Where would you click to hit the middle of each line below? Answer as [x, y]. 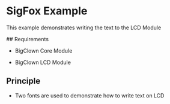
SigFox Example [47, 11]
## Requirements [28, 39]
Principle [23, 81]
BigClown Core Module [44, 51]
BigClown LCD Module [43, 62]
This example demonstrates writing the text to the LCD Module [84, 27]
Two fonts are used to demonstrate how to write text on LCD [90, 95]
